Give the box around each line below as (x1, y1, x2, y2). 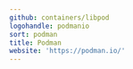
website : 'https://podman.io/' (9, 47, 126, 56)
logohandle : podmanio (9, 22, 90, 30)
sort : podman (9, 30, 58, 39)
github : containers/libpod (9, 13, 110, 22)
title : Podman (9, 38, 62, 47)
